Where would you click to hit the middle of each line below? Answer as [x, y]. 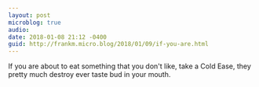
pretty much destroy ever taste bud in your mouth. [89, 75]
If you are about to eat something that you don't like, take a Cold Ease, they [129, 66]
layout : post [29, 15]
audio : [19, 30]
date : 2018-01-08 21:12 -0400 [58, 37]
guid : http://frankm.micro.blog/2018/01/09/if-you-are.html [109, 44]
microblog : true [35, 23]
